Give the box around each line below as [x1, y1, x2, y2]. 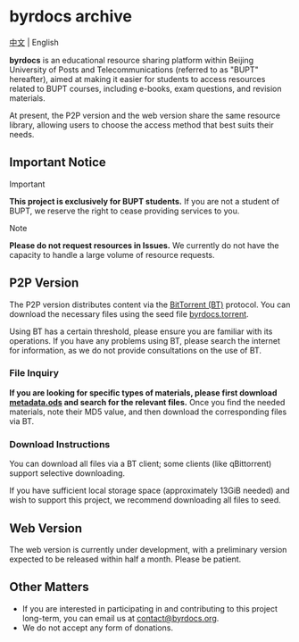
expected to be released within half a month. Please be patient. [9, 554, 242, 564]
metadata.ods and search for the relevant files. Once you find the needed [9, 396, 286, 407]
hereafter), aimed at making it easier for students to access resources [9, 73, 266, 84]
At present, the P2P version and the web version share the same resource [9, 110, 281, 121]
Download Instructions [9, 438, 111, 450]
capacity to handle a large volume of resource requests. [9, 249, 216, 260]
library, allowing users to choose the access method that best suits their [9, 119, 274, 130]
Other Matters [9, 579, 89, 595]
